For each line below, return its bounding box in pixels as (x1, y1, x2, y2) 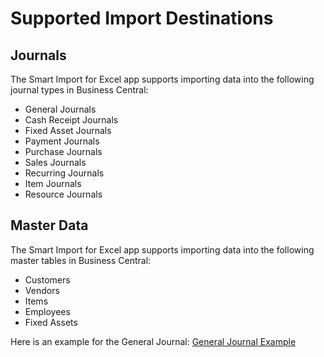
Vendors (24, 284, 60, 296)
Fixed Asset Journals (24, 125, 112, 136)
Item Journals (24, 178, 82, 189)
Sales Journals (24, 157, 87, 168)
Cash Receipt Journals (24, 114, 119, 126)
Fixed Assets (24, 316, 78, 328)
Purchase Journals (24, 146, 103, 157)
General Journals (24, 103, 97, 115)
